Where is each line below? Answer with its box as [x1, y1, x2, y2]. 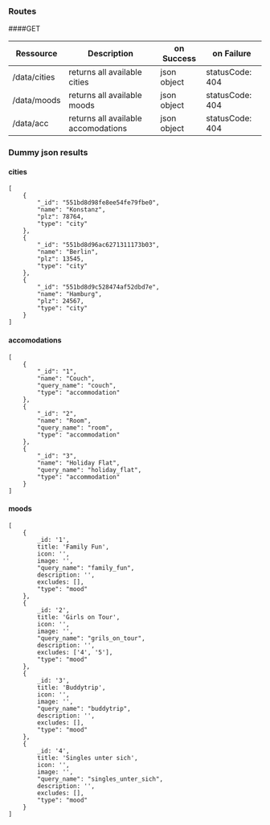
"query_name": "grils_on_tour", [37, 634, 146, 642]
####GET [8, 24, 41, 34]
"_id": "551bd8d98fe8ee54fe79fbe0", [37, 199, 160, 207]
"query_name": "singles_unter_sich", [37, 774, 163, 783]
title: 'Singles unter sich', [37, 753, 138, 761]
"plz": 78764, [37, 213, 84, 221]
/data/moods [12, 95, 62, 106]
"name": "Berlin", [37, 248, 99, 257]
